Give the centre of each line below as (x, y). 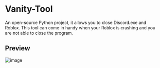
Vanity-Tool (29, 9)
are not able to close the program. (39, 33)
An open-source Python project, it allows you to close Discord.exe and (76, 23)
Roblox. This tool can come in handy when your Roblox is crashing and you (80, 27)
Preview (18, 48)
